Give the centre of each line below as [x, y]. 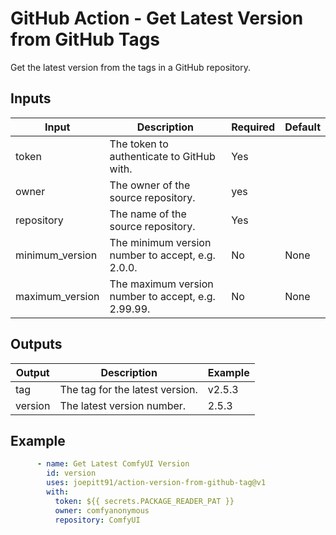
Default [302, 127]
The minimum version [160, 242]
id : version [71, 473]
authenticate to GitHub [162, 156]
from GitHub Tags [85, 39]
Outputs [36, 344]
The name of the [148, 214]
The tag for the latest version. [128, 389]
